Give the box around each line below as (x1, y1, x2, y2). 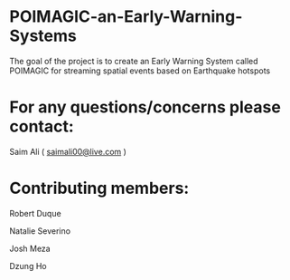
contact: (9, 116, 74, 137)
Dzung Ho (9, 260, 47, 271)
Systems (9, 25, 77, 46)
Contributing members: (9, 179, 190, 198)
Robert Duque (9, 208, 61, 218)
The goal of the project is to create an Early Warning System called (9, 55, 259, 66)
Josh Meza (9, 243, 51, 254)
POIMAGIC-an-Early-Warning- (9, 6, 243, 27)
